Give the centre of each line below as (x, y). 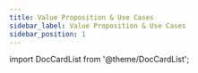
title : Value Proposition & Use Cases (82, 17)
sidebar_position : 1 (48, 34)
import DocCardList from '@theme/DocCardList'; (99, 60)
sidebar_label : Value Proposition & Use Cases (98, 26)
